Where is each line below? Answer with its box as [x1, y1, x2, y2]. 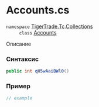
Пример [6, 82, 31, 91]
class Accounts [19, 29, 57, 36]
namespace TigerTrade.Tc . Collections [6, 23, 93, 30]
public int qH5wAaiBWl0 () [6, 68, 69, 74]
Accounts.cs [6, 4, 70, 17]
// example [6, 95, 33, 101]
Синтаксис [6, 55, 39, 63]
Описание [6, 40, 31, 47]
